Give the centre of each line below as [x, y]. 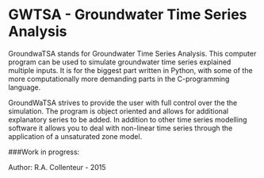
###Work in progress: [44, 152]
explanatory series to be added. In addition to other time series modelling [128, 119]
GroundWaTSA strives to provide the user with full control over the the [123, 103]
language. [25, 87]
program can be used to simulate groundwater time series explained [120, 62]
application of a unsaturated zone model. [75, 136]
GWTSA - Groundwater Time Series [128, 15]
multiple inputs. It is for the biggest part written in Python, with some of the [130, 70]
